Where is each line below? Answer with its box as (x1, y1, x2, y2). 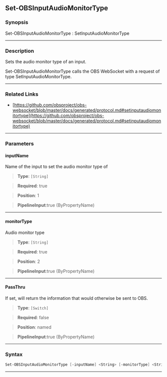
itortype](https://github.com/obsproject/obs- (12, 113, 104, 119)
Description (5, 47, 34, 54)
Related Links (5, 91, 39, 98)
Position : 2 (17, 258, 40, 264)
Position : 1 (17, 193, 39, 199)
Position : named (17, 324, 52, 330)
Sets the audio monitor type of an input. (5, 58, 86, 64)
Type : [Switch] (17, 305, 49, 311)
